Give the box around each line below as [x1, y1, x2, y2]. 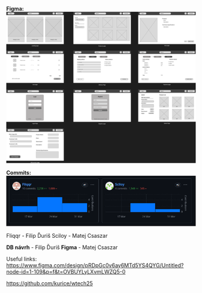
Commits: [6, 169, 31, 176]
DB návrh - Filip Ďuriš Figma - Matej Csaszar [6, 243, 118, 251]
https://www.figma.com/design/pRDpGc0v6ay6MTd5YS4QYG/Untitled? [6, 261, 184, 269]
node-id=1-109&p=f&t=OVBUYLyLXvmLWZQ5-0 [6, 268, 126, 275]
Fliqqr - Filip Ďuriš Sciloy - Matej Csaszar [6, 232, 108, 239]
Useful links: [6, 255, 37, 262]
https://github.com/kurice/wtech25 [6, 279, 93, 287]
